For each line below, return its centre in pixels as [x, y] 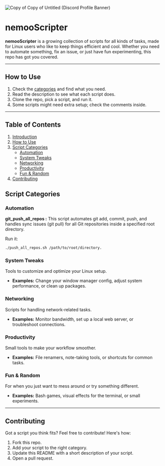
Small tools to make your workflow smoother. [51, 348]
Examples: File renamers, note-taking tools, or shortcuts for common [82, 358]
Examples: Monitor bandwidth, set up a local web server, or [73, 319]
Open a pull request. [33, 458]
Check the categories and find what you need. [59, 89]
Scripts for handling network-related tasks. [48, 309]
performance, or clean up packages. [49, 286]
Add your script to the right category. [50, 448]
